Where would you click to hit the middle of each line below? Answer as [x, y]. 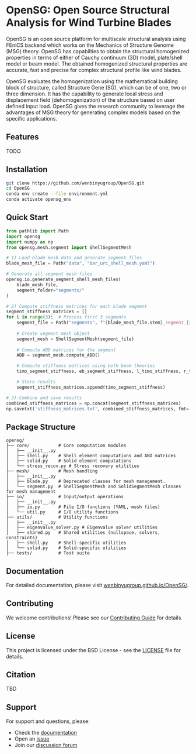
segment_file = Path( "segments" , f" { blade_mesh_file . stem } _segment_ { [103, 323]
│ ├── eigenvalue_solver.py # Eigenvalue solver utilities [82, 527]
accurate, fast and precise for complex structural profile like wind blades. [94, 70]
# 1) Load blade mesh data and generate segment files [74, 258]
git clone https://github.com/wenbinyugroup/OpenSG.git [75, 183]
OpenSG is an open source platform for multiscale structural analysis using [96, 39]
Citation [21, 675]
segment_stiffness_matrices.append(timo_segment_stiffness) [91, 387]
